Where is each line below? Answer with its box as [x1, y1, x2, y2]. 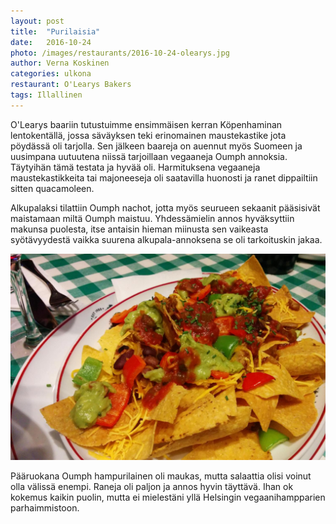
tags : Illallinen [10, 90, 83, 100]
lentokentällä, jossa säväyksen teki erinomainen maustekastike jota [10, 129, 287, 141]
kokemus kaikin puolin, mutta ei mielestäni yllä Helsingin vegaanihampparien [10, 491, 326, 503]
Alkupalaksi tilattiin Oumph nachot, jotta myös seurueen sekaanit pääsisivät [10, 201, 321, 214]
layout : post [10, 16, 65, 26]
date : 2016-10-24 [10, 37, 92, 47]
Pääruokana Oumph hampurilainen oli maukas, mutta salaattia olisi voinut [10, 470, 312, 482]
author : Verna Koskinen [10, 58, 110, 69]
